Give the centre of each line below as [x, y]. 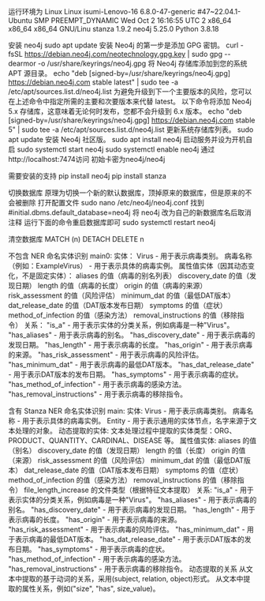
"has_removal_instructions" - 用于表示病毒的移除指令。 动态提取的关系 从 [127, 569]
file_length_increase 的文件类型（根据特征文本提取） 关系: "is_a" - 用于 [138, 490]
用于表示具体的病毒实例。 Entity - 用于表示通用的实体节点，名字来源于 [136, 421]
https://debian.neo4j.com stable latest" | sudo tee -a [93, 82]
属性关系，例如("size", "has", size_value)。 [91, 588]
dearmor [22, 63]
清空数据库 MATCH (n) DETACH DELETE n [76, 239]
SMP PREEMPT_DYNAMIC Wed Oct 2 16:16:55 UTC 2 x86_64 [133, 21]
